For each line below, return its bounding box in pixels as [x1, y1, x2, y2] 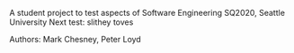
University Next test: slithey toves [9, 17, 134, 27]
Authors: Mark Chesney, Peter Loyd [9, 34, 141, 44]
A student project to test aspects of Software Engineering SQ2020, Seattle [9, 8, 286, 18]
